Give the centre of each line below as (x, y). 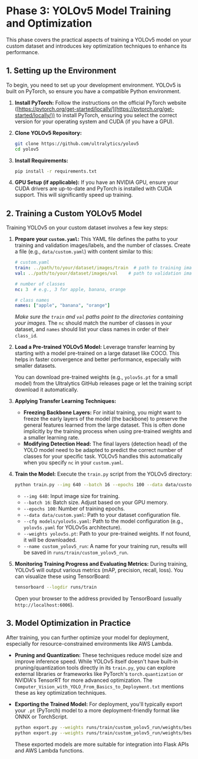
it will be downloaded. (50, 540)
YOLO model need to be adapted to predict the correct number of (103, 450)
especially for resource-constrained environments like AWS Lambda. (90, 643)
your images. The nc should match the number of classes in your (93, 323)
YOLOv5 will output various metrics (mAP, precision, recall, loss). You (99, 570)
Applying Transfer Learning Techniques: (65, 401)
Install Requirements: (42, 160)
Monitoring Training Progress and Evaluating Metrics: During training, (101, 564)
